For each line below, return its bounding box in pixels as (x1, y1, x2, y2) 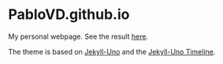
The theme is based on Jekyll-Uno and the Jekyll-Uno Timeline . (8, 47, 216, 56)
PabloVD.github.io (8, 6, 130, 24)
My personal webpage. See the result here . (8, 32, 148, 41)
